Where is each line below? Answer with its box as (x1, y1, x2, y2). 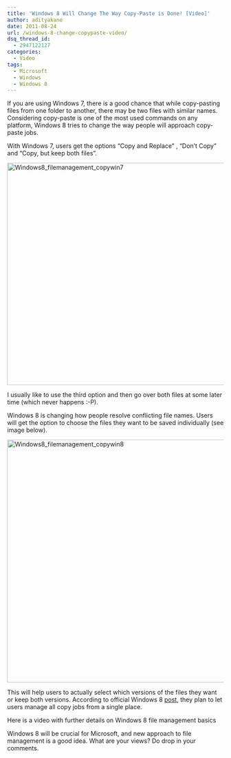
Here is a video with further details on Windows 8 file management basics (7, 716, 217, 724)
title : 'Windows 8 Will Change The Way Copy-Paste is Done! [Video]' (7, 10, 211, 17)
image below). (7, 426, 48, 434)
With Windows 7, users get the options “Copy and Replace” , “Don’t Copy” (7, 142, 217, 150)
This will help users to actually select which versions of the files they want (7, 689, 217, 697)
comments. (7, 744, 39, 752)
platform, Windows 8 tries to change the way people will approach (7, 121, 195, 129)
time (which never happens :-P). (7, 398, 98, 407)
